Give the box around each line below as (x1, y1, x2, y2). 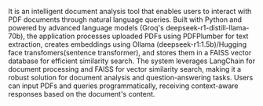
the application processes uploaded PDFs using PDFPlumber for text (27, 31, 249, 41)
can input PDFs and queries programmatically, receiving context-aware (8, 81, 239, 90)
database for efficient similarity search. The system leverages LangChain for (8, 56, 256, 65)
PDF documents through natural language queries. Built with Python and (8, 15, 242, 24)
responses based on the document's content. (8, 90, 155, 98)
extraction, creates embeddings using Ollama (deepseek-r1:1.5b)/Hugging (8, 40, 247, 49)
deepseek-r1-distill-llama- (166, 23, 250, 32)
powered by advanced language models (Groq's (8, 23, 165, 32)
